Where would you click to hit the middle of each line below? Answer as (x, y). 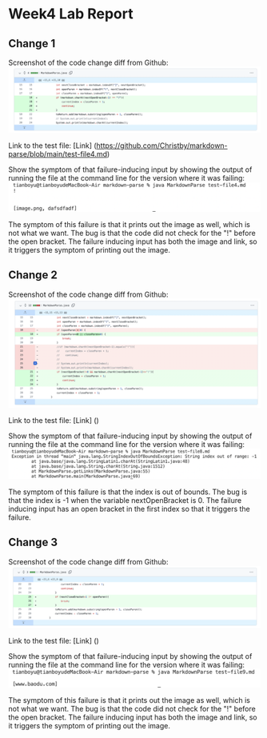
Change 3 (33, 543)
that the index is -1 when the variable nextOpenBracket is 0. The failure (125, 500)
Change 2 (33, 275)
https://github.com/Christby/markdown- (162, 146)
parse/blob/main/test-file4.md (58, 154)
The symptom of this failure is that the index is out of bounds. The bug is (128, 492)
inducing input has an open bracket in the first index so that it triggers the (129, 509)
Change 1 (32, 44)
